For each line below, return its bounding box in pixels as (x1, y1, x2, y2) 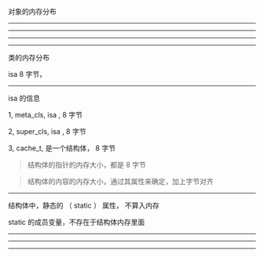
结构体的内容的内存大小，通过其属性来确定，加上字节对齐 (27, 177, 214, 186)
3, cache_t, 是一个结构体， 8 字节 (8, 143, 116, 153)
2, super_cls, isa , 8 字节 (8, 127, 86, 136)
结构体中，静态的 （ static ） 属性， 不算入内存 (8, 201, 159, 210)
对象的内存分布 (8, 7, 57, 16)
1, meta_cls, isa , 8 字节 (8, 110, 82, 119)
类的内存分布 (8, 53, 49, 62)
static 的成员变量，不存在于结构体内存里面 (8, 218, 145, 226)
